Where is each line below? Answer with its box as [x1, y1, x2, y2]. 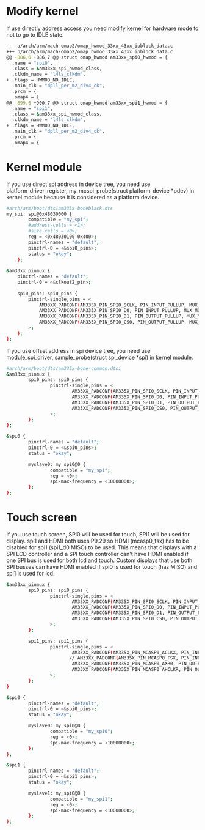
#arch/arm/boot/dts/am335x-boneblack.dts [6, 205, 113, 212]
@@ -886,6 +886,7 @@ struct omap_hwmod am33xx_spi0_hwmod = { [6, 54, 168, 61]
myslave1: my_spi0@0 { [28, 790, 86, 796]
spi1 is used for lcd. [6, 569, 55, 577]
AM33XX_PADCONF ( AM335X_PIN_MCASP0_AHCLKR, [71, 667, 182, 673]
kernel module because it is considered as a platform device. [6, 193, 160, 201]
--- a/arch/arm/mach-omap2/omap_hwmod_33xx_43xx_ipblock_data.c [6, 43, 173, 49]
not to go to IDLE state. [6, 31, 64, 38]
